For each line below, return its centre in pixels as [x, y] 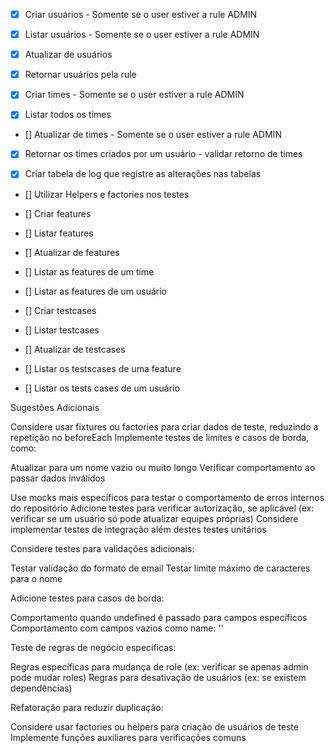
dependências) [41, 688]
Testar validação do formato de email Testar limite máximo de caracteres [160, 568]
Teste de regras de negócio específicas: [93, 647]
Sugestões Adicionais [55, 407]
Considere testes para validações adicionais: [102, 548]
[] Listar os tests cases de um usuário [102, 388]
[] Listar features [59, 233]
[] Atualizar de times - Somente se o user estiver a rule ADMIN [153, 135]
